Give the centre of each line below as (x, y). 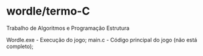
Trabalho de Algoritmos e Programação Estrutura (68, 28)
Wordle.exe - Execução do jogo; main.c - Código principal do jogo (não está (102, 40)
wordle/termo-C (48, 11)
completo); (20, 46)
